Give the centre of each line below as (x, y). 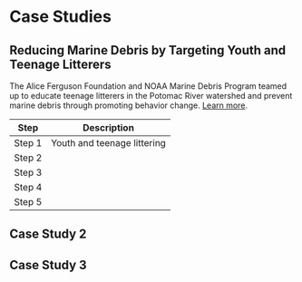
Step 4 (28, 187)
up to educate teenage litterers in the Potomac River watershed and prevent (151, 96)
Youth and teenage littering (108, 143)
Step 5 (28, 202)
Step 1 (28, 143)
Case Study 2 (48, 234)
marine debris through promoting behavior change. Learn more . (128, 105)
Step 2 (28, 158)
